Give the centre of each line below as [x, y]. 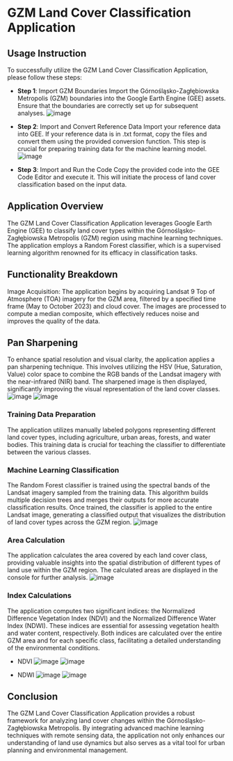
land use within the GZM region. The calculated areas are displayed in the [113, 570]
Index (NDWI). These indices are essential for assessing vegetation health [113, 625]
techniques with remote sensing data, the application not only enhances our [116, 735]
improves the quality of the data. [54, 321]
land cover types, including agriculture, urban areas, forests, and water [109, 437]
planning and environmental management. [68, 751]
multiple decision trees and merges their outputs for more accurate [103, 500]
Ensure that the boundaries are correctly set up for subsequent [107, 105]
